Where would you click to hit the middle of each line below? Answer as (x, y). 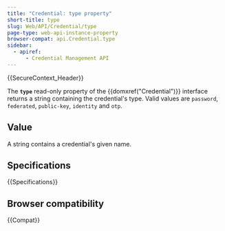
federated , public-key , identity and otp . (65, 106)
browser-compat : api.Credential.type (61, 39)
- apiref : (27, 52)
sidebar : (20, 45)
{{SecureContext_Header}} (45, 78)
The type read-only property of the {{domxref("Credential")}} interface (108, 91)
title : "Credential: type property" (60, 13)
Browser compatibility (56, 203)
